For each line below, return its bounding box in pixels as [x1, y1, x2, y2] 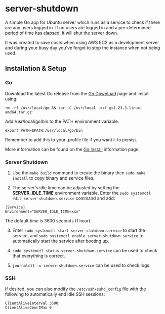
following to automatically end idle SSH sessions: [5, 291, 105, 297]
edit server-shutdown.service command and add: [12, 195, 115, 201]
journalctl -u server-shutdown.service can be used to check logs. [12, 262, 151, 268]
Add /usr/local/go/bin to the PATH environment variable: [5, 118, 120, 124]
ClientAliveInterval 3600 [5, 301, 58, 306]
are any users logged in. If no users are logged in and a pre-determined [5, 24, 151, 30]
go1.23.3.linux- [109, 105, 142, 110]
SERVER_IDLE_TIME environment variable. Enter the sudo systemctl [12, 190, 151, 196]
